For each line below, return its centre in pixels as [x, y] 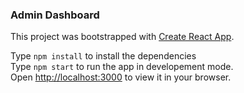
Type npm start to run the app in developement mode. [122, 67]
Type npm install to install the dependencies [103, 56]
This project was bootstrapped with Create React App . [122, 37]
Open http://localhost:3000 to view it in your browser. [121, 77]
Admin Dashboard [55, 15]
